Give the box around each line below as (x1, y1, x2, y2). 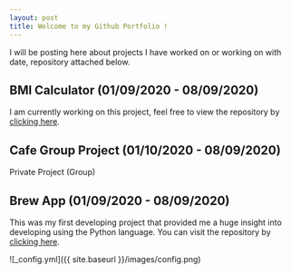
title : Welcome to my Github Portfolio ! (9, 22, 169, 31)
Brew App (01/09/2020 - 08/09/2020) (9, 192, 230, 209)
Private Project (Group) (9, 167, 96, 178)
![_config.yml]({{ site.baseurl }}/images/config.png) (9, 253, 201, 264)
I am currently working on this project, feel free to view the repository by (9, 106, 280, 118)
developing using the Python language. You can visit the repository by (9, 226, 272, 237)
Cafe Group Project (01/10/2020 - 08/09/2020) (9, 142, 281, 158)
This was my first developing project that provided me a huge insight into (9, 217, 283, 228)
